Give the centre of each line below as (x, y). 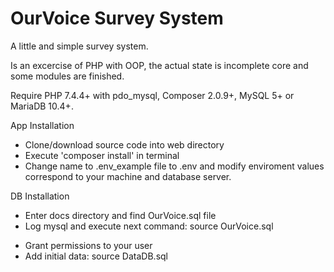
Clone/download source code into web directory (124, 144)
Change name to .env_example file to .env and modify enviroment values (174, 166)
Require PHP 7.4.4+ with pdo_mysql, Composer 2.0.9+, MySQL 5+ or (152, 95)
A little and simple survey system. (79, 46)
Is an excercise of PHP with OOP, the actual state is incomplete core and (159, 65)
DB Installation (40, 196)
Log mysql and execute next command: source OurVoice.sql (149, 226)
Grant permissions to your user (88, 245)
